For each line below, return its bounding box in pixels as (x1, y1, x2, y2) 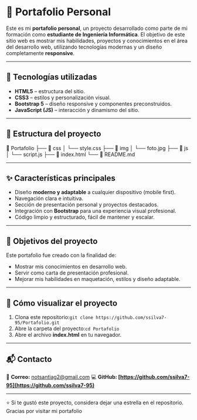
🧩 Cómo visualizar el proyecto (6, 298, 118, 308)
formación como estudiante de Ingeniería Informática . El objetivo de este (6, 31, 185, 38)
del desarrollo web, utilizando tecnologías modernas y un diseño (6, 43, 162, 50)
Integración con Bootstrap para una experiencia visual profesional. (14, 208, 176, 215)
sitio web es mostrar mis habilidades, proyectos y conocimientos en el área (6, 37, 188, 44)
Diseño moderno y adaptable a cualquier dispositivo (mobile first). (14, 189, 176, 196)
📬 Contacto (6, 354, 52, 364)
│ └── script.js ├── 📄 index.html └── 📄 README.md (6, 151, 135, 158)
